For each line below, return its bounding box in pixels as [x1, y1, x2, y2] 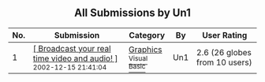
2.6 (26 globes [196, 47, 252, 58]
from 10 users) [196, 57, 252, 68]
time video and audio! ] [32, 53, 118, 64]
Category [129, 29, 166, 40]
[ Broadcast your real [32, 43, 112, 54]
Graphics [129, 43, 162, 54]
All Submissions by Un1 [74, 6, 191, 20]
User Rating [202, 29, 248, 40]
